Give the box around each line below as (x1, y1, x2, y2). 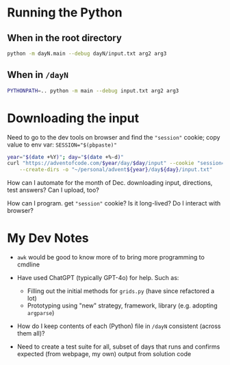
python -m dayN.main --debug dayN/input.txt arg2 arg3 (7, 50, 167, 57)
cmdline (16, 260, 40, 268)
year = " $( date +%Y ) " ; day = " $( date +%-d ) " (7, 153, 125, 160)
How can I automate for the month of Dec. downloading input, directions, (7, 179, 213, 187)
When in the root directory (7, 32, 122, 44)
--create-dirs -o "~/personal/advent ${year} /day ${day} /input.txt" (19, 166, 213, 173)
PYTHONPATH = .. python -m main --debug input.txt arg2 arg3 (7, 87, 179, 94)
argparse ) (27, 309, 55, 317)
